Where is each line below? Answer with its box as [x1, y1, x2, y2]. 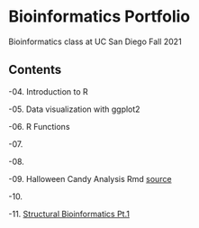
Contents [8, 62, 62, 78]
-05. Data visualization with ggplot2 [8, 104, 140, 114]
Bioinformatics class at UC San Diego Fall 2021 [8, 36, 182, 47]
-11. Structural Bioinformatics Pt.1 [8, 208, 130, 219]
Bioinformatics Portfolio [8, 6, 191, 27]
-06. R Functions [8, 121, 70, 132]
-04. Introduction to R [8, 86, 89, 96]
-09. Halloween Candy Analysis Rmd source [8, 173, 172, 184]
